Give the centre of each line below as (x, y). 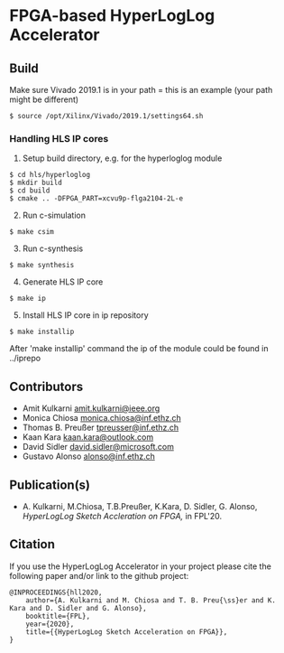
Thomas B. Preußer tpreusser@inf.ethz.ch (101, 428)
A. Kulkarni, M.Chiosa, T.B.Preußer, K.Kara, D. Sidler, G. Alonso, (140, 506)
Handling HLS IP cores (59, 138)
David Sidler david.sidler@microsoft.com (98, 447)
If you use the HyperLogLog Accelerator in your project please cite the (141, 566)
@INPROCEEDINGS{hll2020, (56, 592)
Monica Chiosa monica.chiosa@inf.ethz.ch (102, 418)
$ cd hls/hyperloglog (50, 175)
